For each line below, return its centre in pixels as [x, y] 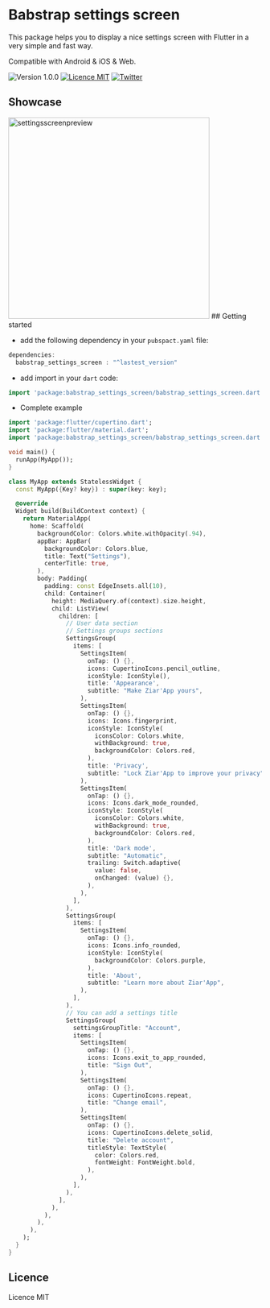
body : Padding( [63, 579]
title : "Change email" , [127, 1103]
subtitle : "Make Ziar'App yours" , [145, 691]
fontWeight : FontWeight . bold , [145, 1163]
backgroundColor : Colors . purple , [150, 960]
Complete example [51, 408]
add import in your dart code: [69, 378]
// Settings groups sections [114, 631]
